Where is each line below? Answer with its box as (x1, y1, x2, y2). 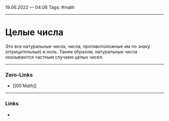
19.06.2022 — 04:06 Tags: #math (5, 5, 75, 10)
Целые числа (5, 27, 64, 38)
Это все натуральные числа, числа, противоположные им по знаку (5, 43, 150, 49)
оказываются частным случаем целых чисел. (5, 54, 104, 60)
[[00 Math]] (12, 83, 37, 89)
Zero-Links (5, 71, 33, 78)
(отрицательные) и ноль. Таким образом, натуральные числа (5, 48, 137, 54)
